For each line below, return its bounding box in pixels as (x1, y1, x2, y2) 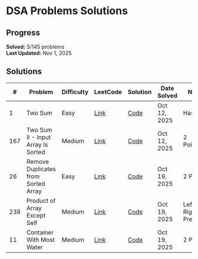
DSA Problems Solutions (6, 4, 128, 18)
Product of (26, 196, 56, 205)
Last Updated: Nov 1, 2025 (6, 50, 72, 57)
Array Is (26, 140, 48, 149)
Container (26, 228, 54, 237)
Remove (26, 158, 49, 166)
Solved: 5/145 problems (6, 43, 65, 50)
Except (26, 211, 46, 219)
